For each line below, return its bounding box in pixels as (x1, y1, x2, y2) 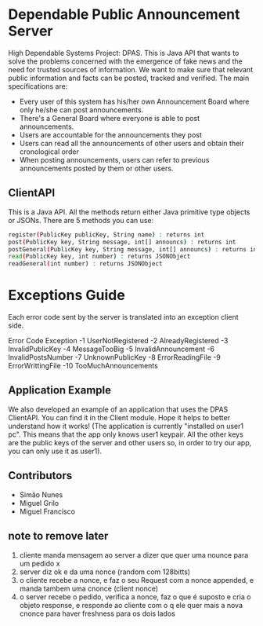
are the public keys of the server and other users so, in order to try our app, (8, 437, 252, 447)
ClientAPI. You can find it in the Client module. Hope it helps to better (8, 412, 231, 422)
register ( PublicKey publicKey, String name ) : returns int (8, 230, 205, 239)
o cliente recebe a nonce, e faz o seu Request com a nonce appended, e (19, 575, 254, 584)
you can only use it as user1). (8, 446, 103, 456)
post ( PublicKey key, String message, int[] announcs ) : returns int (8, 238, 236, 246)
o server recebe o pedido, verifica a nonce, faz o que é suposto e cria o (19, 591, 251, 602)
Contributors (8, 469, 73, 482)
